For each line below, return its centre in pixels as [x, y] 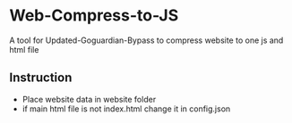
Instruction [41, 78]
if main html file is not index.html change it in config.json [126, 109]
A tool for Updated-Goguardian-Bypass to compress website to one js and [146, 40]
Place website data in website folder [89, 99]
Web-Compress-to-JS [94, 16]
